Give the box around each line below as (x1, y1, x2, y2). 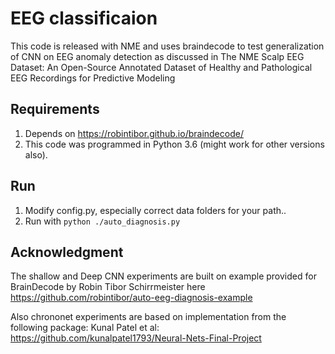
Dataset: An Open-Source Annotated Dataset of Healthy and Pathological (10, 61, 313, 73)
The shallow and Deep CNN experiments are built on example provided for (10, 270, 317, 282)
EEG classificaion (10, 7, 158, 30)
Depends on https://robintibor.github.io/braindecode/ (24, 127, 244, 139)
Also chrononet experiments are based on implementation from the (10, 311, 287, 323)
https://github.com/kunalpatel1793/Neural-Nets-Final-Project (10, 332, 262, 344)
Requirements (10, 101, 100, 118)
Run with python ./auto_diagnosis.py (24, 215, 181, 227)
